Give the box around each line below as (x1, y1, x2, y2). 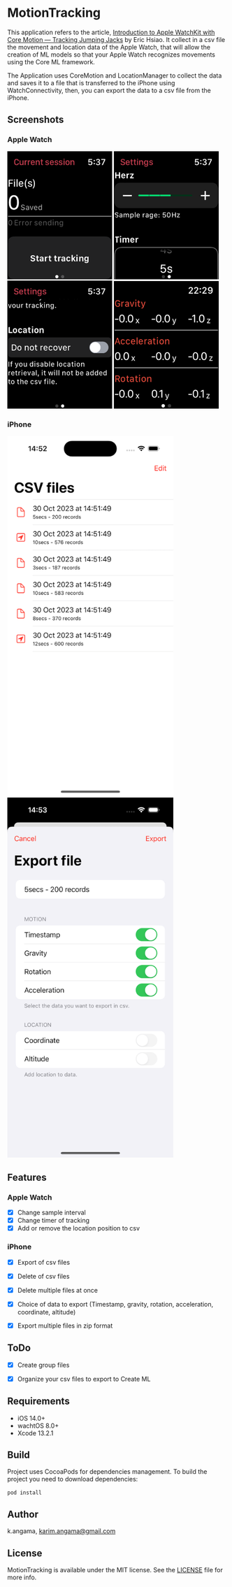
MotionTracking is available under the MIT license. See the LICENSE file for (7, 1566, 224, 1574)
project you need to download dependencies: (7, 1475, 138, 1484)
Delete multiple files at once (17, 1286, 98, 1294)
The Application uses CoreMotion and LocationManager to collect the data (7, 71, 222, 80)
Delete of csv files (17, 1272, 70, 1280)
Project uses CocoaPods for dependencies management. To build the (7, 1467, 208, 1476)
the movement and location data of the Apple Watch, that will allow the (7, 43, 211, 51)
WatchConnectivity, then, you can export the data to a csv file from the (7, 86, 211, 94)
